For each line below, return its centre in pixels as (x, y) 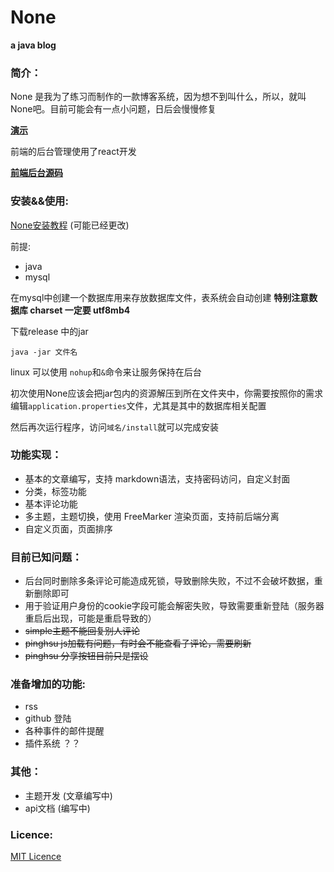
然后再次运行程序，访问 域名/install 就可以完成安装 (115, 427)
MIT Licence (36, 857)
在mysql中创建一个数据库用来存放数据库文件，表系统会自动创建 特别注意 (160, 297)
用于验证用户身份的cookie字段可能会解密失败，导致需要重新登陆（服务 (170, 606)
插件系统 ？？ (52, 743)
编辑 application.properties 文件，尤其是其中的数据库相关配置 (138, 405)
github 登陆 (48, 718)
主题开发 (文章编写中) (68, 795)
